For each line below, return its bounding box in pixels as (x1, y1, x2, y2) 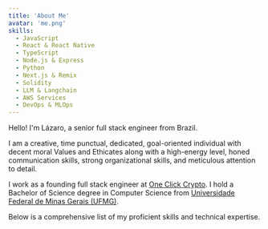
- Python (15, 64, 45, 72)
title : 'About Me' (8, 11, 70, 20)
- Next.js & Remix (15, 71, 78, 79)
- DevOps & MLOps (15, 101, 74, 109)
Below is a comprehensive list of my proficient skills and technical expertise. (8, 212, 261, 222)
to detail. (8, 164, 38, 174)
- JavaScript (15, 34, 59, 42)
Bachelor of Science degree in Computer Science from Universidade (8, 188, 235, 198)
